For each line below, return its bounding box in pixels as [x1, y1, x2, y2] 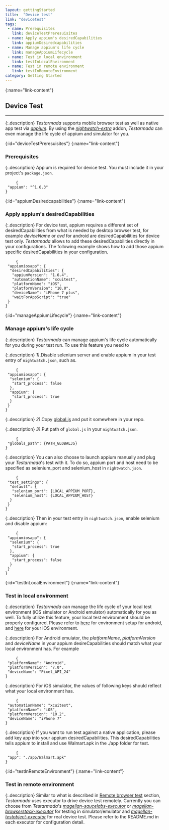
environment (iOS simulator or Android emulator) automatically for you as [5, 609, 157, 615]
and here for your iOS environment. [5, 625, 78, 631]
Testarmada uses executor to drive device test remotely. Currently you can [5, 798, 161, 804]
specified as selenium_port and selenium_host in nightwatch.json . [5, 465, 142, 471]
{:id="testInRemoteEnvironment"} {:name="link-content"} [5, 768, 124, 774]
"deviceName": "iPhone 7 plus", [12, 290, 80, 296]
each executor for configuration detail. [5, 819, 85, 825]
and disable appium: [5, 520, 47, 526]
